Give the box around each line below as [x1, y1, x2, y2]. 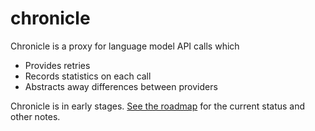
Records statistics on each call [24, 70, 152, 82]
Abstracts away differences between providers [24, 80, 218, 92]
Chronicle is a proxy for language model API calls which [10, 40, 240, 52]
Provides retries [24, 59, 91, 71]
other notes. [10, 110, 61, 122]
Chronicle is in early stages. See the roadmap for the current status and [10, 100, 306, 112]
